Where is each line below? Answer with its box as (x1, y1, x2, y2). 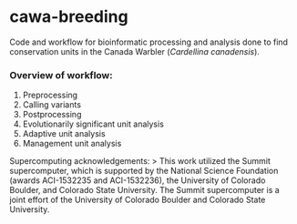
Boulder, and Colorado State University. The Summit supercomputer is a (9, 185, 280, 196)
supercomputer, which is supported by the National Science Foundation (9, 166, 279, 177)
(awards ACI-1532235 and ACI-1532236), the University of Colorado (9, 175, 266, 186)
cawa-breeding (9, 6, 129, 27)
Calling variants (22, 99, 82, 110)
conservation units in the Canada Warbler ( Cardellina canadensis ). (9, 46, 260, 56)
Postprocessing (22, 109, 82, 120)
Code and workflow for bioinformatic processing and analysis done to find (9, 36, 289, 47)
